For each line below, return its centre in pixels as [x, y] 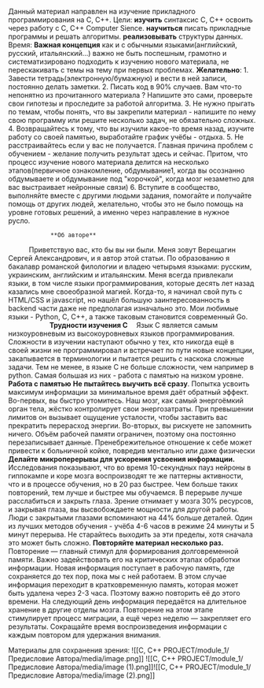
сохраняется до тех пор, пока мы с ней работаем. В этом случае [117, 576]
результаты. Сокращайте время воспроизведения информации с [118, 627]
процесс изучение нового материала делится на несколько [109, 162]
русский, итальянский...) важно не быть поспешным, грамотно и [117, 53]
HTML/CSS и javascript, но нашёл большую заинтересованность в [119, 300]
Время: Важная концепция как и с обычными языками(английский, [123, 45]
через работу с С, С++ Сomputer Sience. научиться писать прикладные [130, 28]
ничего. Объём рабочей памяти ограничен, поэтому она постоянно [122, 434]
